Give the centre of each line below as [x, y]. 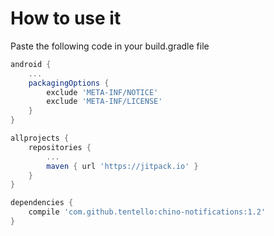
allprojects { [40, 138]
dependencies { [42, 203]
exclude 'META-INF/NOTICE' [102, 92]
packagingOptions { [69, 83]
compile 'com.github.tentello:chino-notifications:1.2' [147, 212]
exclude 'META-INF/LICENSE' [104, 102]
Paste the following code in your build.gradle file [110, 46]
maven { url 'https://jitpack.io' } [122, 166]
